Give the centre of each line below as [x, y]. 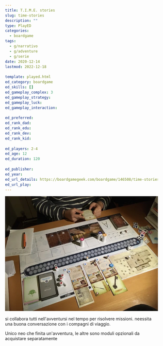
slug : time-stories [25, 15]
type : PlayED [18, 26]
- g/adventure [24, 51]
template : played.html [28, 77]
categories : [17, 31]
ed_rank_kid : [18, 138]
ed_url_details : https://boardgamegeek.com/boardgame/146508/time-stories [82, 179]
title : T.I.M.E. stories [30, 10]
